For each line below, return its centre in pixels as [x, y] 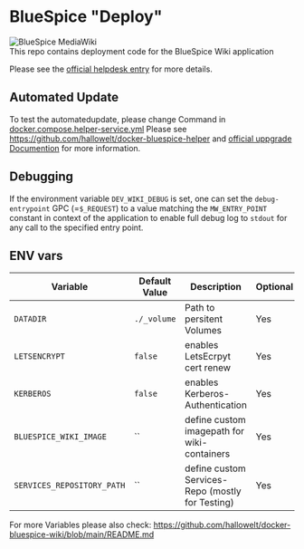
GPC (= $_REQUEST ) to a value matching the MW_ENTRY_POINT [160, 208]
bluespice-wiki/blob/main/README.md [82, 535]
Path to [200, 308]
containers [208, 454]
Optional [275, 287]
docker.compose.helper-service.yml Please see [98, 129]
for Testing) [209, 503]
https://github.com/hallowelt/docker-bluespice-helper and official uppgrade [151, 139]
